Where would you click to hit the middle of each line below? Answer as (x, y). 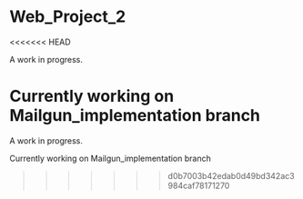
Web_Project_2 (68, 17)
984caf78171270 (199, 185)
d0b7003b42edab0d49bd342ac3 (231, 175)
